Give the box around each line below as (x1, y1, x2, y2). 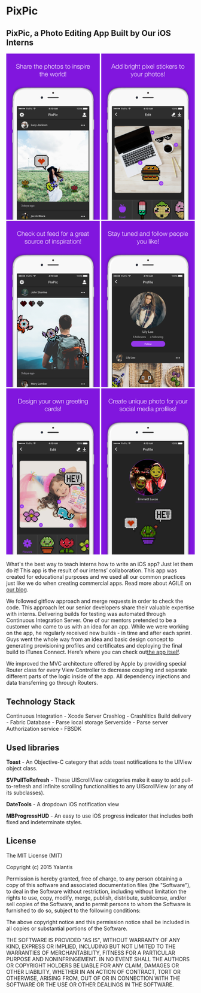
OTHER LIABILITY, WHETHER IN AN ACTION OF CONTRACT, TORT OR (6, 968, 181, 975)
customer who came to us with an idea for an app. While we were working (6, 623, 189, 630)
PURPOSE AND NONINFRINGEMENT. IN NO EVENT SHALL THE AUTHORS (6, 955, 190, 962)
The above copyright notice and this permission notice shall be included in (6, 918, 190, 925)
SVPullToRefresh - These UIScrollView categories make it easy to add (6, 776, 181, 784)
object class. (6, 764, 38, 772)
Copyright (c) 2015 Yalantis (6, 863, 73, 870)
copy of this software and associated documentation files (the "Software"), (6, 881, 191, 888)
